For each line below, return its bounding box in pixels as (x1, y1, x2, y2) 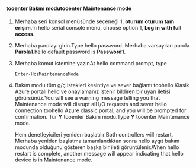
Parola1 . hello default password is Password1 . (14, 48, 126, 56)
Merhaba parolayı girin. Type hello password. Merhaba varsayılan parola (14, 42, 190, 49)
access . (14, 30, 35, 38)
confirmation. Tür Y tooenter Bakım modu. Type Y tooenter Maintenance (14, 113, 190, 121)
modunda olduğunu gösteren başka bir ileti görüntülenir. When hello (14, 144, 179, 151)
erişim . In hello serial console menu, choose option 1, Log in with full (14, 24, 182, 31)
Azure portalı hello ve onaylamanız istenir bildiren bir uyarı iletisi (14, 88, 171, 95)
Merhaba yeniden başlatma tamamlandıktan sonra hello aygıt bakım (14, 137, 180, 145)
